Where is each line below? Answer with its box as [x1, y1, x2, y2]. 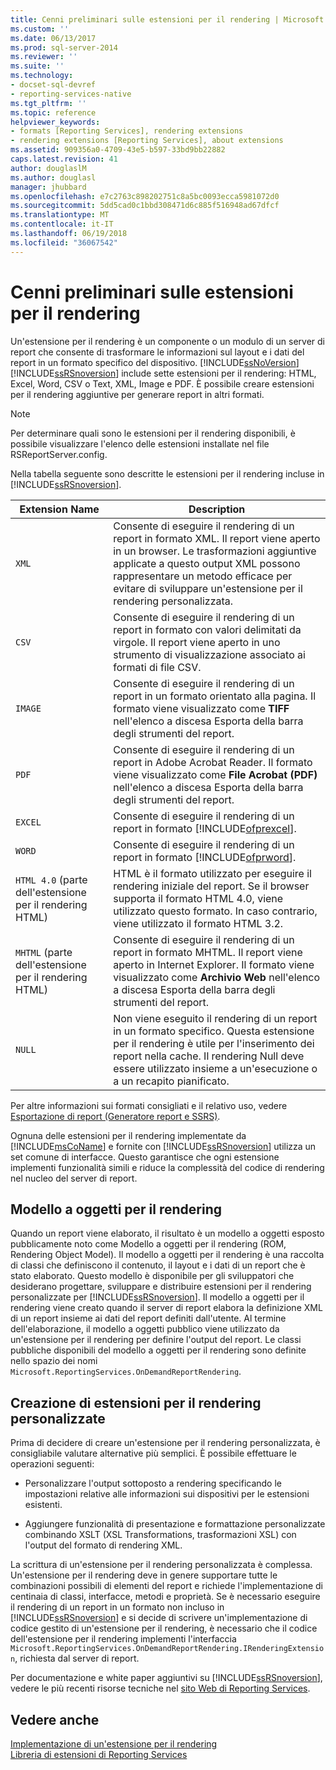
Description [188, 502, 246, 516]
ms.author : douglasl [10, 172, 97, 183]
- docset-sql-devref [10, 80, 97, 90]
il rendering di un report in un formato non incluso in [10, 1601, 225, 1613]
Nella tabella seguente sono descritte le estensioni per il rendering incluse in [10, 467, 325, 480]
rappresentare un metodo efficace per [113, 569, 293, 583]
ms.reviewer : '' [10, 52, 78, 62]
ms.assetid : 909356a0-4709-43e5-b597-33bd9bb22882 [10, 145, 226, 155]
